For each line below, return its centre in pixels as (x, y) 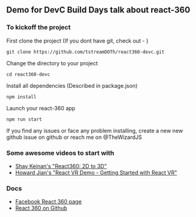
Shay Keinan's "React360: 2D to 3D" (61, 166)
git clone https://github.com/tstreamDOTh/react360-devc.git (86, 52)
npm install (21, 97)
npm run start (24, 119)
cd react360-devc (28, 74)
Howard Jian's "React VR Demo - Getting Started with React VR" (96, 173)
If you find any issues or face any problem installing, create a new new (95, 130)
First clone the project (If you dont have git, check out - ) (77, 41)
